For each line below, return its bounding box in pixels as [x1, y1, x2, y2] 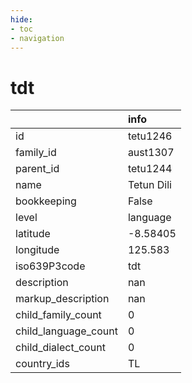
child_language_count [15, 324, 118, 338]
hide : [10, 14, 33, 25]
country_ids [15, 357, 70, 371]
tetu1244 [127, 162, 173, 176]
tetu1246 [127, 129, 173, 143]
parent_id [15, 162, 60, 176]
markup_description [15, 292, 110, 306]
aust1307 [127, 146, 175, 160]
